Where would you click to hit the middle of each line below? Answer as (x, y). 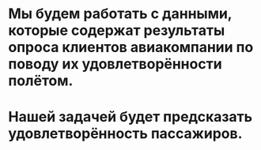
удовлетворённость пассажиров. (125, 134)
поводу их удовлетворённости (115, 64)
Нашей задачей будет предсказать (130, 117)
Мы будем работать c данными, (120, 14)
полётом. (41, 81)
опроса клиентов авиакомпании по (131, 47)
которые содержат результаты (117, 30)
